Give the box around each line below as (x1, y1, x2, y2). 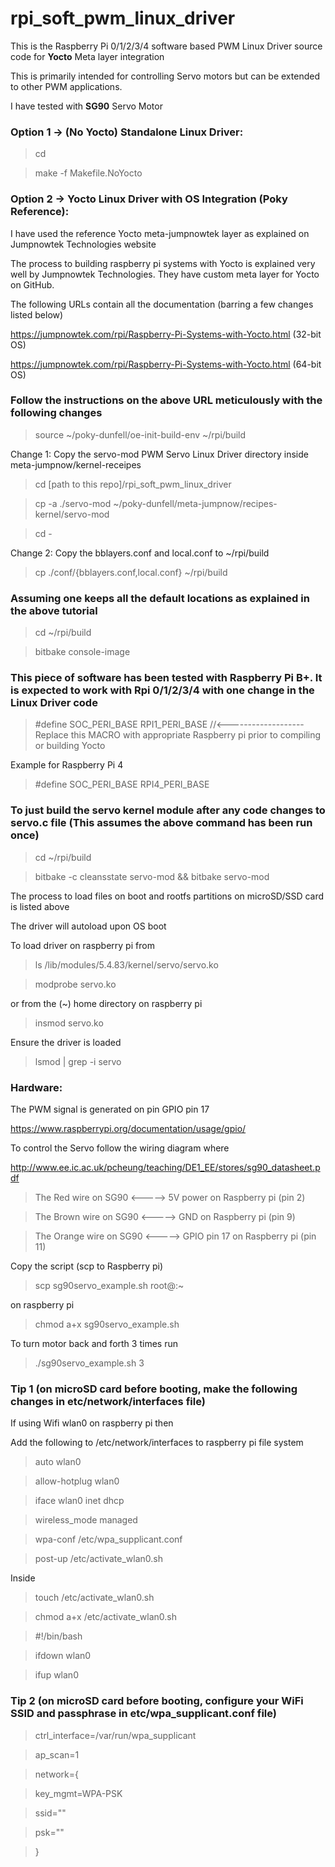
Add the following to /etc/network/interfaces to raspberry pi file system (10, 1437, 304, 1449)
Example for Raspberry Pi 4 (10, 759, 124, 771)
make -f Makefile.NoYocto (34, 167, 143, 179)
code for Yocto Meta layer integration (10, 50, 165, 62)
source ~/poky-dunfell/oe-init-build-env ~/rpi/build (34, 428, 247, 441)
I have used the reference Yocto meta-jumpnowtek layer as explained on (10, 227, 310, 239)
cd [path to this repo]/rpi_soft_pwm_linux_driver (34, 478, 232, 490)
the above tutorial (10, 603, 98, 617)
